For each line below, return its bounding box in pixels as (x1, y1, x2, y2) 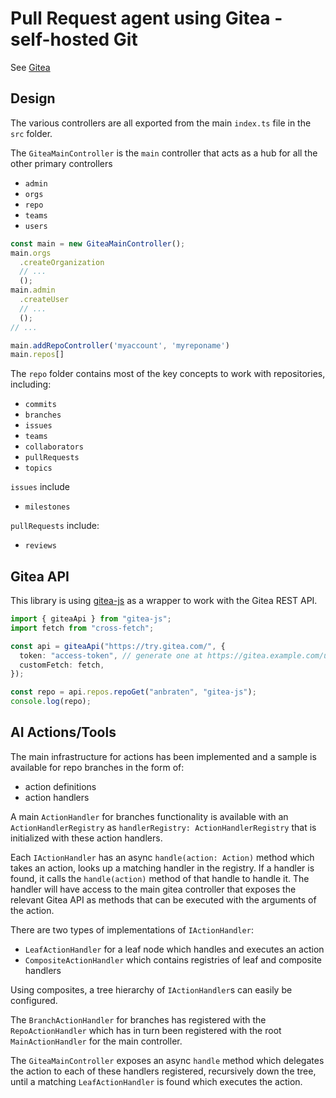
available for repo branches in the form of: (10, 761, 185, 773)
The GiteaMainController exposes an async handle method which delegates (10, 1054, 325, 1066)
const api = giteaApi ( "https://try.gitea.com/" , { (10, 641, 226, 651)
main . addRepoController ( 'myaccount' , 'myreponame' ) (10, 340, 230, 351)
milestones (24, 502, 71, 512)
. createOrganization (19, 257, 105, 267)
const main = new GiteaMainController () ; (10, 238, 186, 249)
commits (24, 400, 57, 410)
